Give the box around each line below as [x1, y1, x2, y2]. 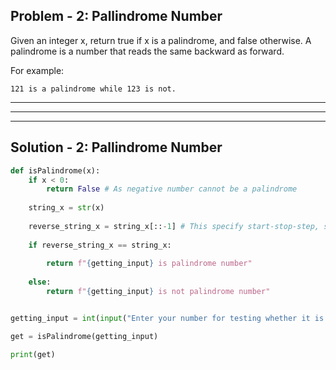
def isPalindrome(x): [10, 165, 101, 176]
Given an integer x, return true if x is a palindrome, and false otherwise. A [10, 34, 312, 46]
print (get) [10, 349, 56, 359]
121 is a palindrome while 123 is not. [10, 84, 177, 94]
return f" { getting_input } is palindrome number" [46, 259, 253, 269]
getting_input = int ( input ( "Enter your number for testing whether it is [10, 313, 325, 323]
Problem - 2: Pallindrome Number [10, 8, 223, 25]
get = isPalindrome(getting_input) [10, 331, 159, 341]
